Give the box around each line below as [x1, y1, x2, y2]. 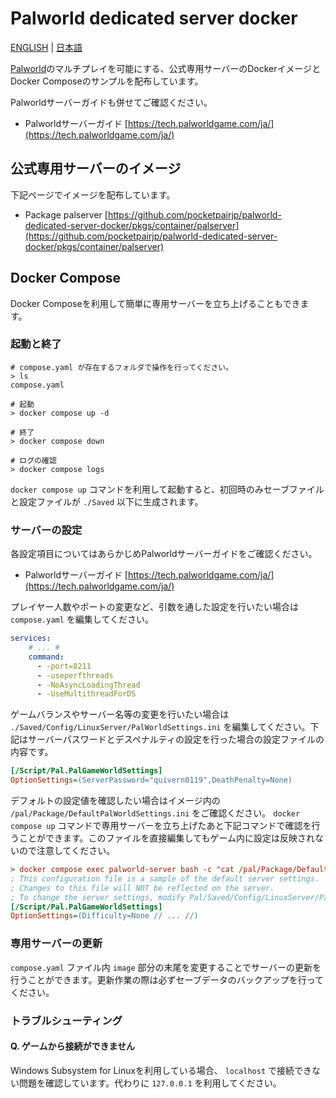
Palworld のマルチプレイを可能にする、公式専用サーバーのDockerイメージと [10, 62, 322, 74]
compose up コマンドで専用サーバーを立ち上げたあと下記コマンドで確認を [10, 820, 312, 832]
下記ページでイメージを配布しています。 [10, 188, 176, 201]
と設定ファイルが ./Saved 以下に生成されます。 [10, 495, 204, 507]
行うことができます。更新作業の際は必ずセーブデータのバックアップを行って [10, 973, 325, 986]
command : [28, 652, 65, 662]
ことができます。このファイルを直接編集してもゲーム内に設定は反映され [18, 832, 316, 844]
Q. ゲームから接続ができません [10, 1040, 135, 1052]
